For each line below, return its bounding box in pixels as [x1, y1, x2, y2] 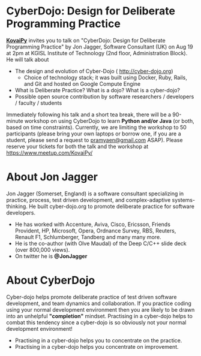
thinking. [6, 203, 28, 210]
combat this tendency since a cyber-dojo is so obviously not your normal [6, 319, 187, 326]
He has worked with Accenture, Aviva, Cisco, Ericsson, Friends [14, 221, 171, 228]
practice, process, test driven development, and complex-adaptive [6, 196, 171, 203]
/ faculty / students [14, 99, 62, 106]
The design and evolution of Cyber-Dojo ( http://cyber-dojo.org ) [14, 67, 173, 74]
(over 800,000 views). [14, 246, 70, 253]
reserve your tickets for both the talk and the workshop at [6, 143, 149, 150]
